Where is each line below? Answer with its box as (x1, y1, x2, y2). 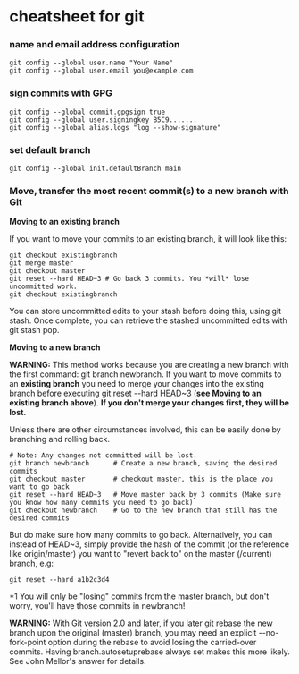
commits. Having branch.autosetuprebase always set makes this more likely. (9, 646, 290, 657)
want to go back (9, 482, 70, 491)
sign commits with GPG (9, 87, 113, 99)
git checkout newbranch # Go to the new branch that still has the (9, 506, 278, 516)
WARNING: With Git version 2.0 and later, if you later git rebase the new (9, 618, 274, 628)
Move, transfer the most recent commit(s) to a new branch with (9, 185, 289, 197)
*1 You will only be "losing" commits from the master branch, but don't (9, 591, 270, 601)
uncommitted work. (9, 282, 78, 292)
